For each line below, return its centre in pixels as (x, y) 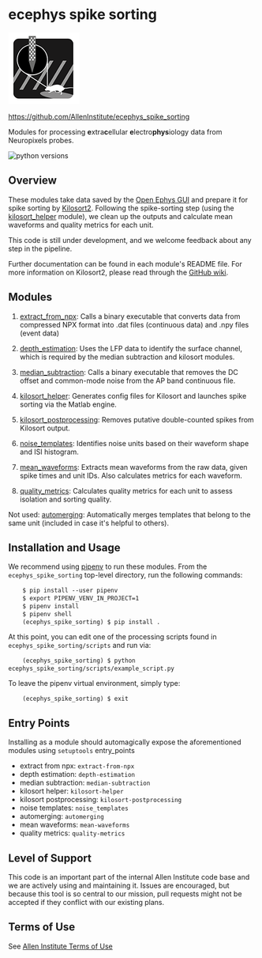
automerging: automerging (62, 816)
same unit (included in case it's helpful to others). (89, 523)
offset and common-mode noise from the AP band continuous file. (127, 381)
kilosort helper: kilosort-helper (71, 791)
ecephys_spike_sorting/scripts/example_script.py (92, 669)
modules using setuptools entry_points (72, 751)
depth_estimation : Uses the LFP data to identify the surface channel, (131, 348)
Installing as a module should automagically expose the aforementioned (125, 742)
